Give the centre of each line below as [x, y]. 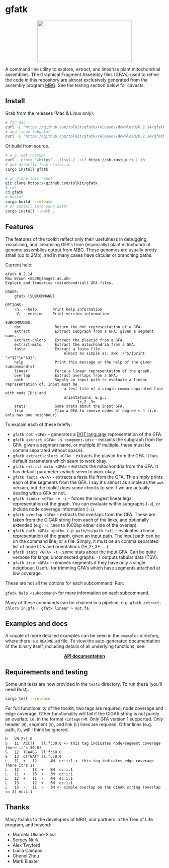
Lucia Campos [27, 850]
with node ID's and [26, 393]
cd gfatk [14, 192]
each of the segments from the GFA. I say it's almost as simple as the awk [88, 482]
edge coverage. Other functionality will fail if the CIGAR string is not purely [82, 714]
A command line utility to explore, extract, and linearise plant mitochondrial [83, 69]
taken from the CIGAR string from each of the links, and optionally [81, 520]
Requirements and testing [47, 672]
